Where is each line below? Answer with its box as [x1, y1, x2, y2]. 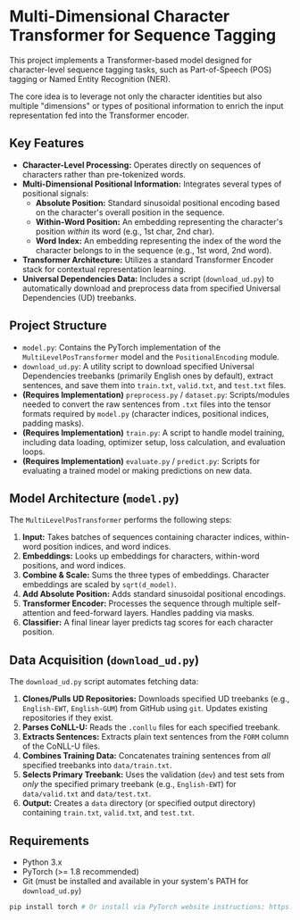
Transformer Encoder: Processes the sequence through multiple [21, 598, 262, 609]
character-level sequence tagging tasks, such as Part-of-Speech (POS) [9, 64, 272, 75]
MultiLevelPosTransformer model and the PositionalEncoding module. [21, 351, 279, 362]
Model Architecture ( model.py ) [9, 491, 180, 506]
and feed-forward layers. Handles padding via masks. [56, 608, 254, 618]
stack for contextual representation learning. [21, 263, 187, 274]
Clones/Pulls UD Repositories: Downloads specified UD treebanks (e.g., [21, 693, 290, 704]
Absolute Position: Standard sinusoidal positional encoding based [35, 197, 280, 208]
